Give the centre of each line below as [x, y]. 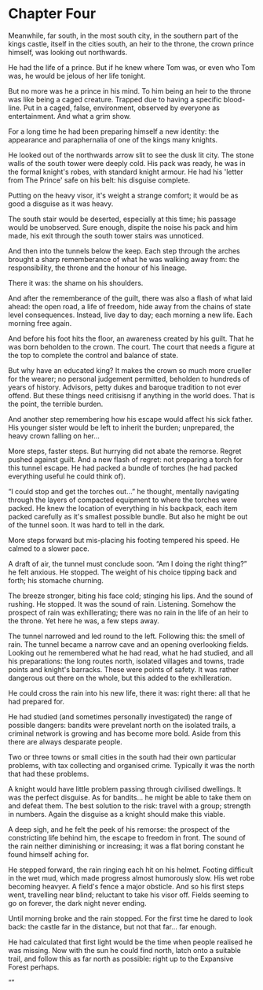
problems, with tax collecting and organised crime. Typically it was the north [131, 765]
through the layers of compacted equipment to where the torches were [123, 500]
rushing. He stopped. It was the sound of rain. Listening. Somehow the [122, 604]
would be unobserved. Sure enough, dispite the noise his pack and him [123, 227]
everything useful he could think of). [67, 476]
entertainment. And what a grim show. [70, 116]
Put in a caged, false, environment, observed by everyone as [121, 108]
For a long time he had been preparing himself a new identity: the [114, 131]
